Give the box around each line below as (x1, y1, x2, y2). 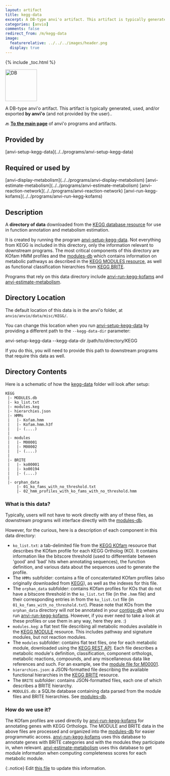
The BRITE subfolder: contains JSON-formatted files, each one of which (12, 677, 162, 683)
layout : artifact (5, 7, 42, 13)
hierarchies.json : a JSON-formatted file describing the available (12, 666, 149, 672)
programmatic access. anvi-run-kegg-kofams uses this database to (5, 734, 146, 740)
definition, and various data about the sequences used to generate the (12, 564, 160, 570)
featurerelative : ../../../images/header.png (10, 41, 108, 46)
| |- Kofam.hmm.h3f (7, 422, 53, 427)
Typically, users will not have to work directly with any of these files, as (5, 511, 153, 518)
